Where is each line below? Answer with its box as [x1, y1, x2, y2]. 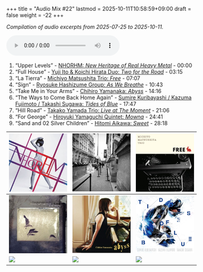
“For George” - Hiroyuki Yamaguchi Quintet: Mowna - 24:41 [14, 113, 163, 120]
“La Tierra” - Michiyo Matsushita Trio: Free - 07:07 [14, 75, 141, 82]
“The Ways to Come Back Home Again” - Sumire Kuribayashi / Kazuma [14, 94, 192, 101]
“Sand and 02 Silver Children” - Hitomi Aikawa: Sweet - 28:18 [14, 120, 168, 126]
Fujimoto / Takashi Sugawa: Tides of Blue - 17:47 [14, 100, 137, 108]
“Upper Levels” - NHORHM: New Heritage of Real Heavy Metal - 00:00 [14, 62, 192, 69]
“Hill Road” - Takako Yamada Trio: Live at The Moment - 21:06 [14, 107, 170, 114]
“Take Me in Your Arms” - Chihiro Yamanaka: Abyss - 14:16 [14, 88, 162, 94]
